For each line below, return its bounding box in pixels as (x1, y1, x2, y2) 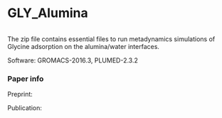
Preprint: (7, 90, 33, 99)
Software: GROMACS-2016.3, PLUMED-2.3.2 (7, 55, 139, 65)
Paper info (7, 73, 44, 83)
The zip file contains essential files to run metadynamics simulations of (7, 34, 216, 43)
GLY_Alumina (7, 5, 88, 21)
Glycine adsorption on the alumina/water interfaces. (7, 42, 160, 50)
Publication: (7, 104, 43, 112)
